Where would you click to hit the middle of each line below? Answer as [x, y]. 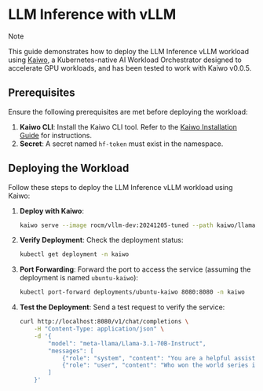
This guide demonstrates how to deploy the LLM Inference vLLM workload [129, 51]
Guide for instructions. [56, 135]
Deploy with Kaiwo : [52, 210]
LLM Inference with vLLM [92, 15]
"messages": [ [71, 351]
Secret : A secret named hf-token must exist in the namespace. [121, 144]
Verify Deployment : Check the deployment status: [101, 240]
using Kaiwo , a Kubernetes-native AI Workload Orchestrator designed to [125, 60]
